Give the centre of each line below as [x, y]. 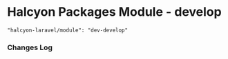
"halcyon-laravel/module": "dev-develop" [68, 30]
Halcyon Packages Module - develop [115, 12]
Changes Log [30, 47]
